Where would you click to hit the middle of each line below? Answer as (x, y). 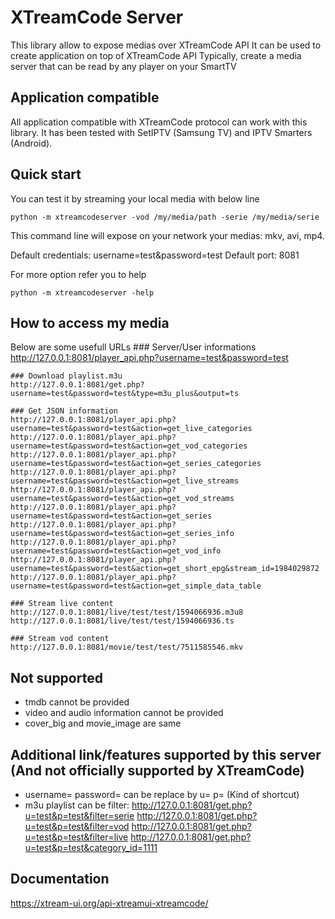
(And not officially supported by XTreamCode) (157, 770)
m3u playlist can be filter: (77, 805)
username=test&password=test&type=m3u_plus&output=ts (125, 394)
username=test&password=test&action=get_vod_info (116, 551)
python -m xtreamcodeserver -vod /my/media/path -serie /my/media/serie (165, 217)
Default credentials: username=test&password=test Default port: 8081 (155, 255)
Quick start (46, 174)
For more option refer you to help (78, 274)
